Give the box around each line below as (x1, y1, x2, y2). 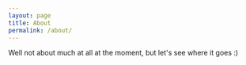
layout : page (8, 11, 51, 20)
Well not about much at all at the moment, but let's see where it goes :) (8, 48, 239, 58)
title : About (8, 19, 51, 27)
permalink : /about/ (8, 26, 73, 34)
